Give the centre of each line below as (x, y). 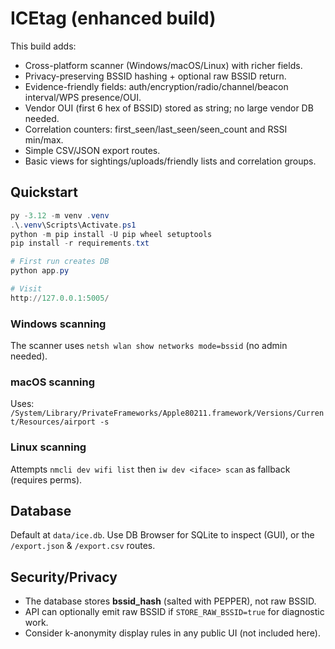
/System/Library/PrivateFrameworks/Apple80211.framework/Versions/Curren (167, 413)
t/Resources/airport (53, 422)
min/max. (44, 139)
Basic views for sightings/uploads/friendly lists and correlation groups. (170, 161)
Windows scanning (58, 324)
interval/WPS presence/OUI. (83, 97)
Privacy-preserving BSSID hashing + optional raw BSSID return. (155, 76)
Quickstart (44, 192)
